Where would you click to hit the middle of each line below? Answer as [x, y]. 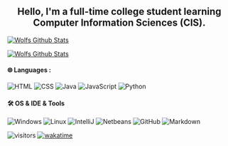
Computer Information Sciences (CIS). [119, 23]
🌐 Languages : [29, 70]
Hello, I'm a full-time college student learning [119, 12]
